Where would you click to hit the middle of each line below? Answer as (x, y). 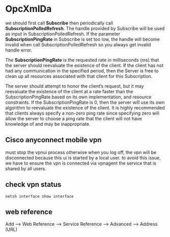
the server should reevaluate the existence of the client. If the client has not (84, 65)
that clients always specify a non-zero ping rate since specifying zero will (82, 113)
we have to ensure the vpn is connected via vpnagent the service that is (81, 163)
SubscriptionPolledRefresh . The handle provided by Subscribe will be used (85, 28)
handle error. (19, 50)
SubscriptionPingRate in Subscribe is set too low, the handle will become (83, 39)
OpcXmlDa (29, 9)
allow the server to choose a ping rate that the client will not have (74, 118)
